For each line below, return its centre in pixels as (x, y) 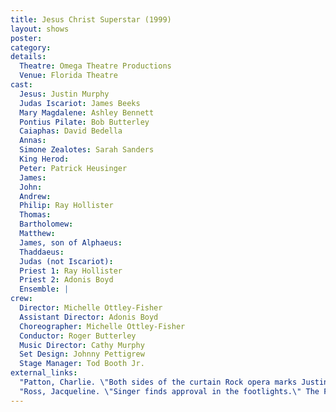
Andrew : (35, 196)
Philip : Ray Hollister (66, 206)
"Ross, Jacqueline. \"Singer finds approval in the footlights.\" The (169, 391)
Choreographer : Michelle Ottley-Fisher (102, 326)
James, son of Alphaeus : (71, 242)
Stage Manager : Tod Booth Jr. (82, 364)
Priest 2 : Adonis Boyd (66, 280)
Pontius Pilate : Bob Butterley (84, 122)
